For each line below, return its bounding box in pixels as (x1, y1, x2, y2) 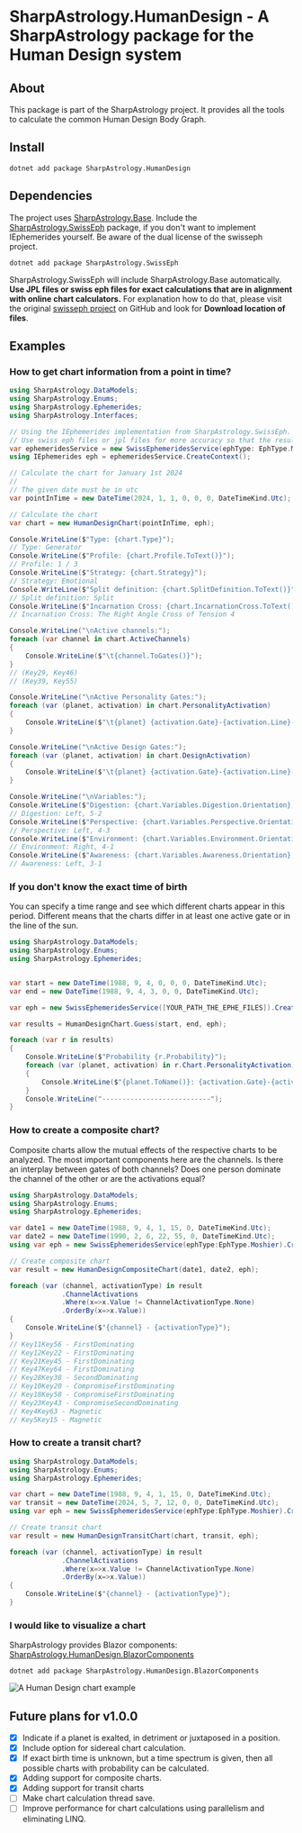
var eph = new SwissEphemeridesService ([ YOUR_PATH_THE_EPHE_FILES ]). (9, 1003, 276, 1012)
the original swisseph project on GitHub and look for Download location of (9, 303, 286, 313)
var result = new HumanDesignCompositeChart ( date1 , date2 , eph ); (9, 1265, 259, 1274)
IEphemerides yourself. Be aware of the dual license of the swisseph (9, 231, 263, 242)
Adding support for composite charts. (22, 1773, 162, 1783)
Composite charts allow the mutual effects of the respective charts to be (9, 1144, 278, 1155)
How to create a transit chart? (9, 1437, 142, 1449)
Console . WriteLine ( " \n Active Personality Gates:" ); (9, 693, 207, 702)
